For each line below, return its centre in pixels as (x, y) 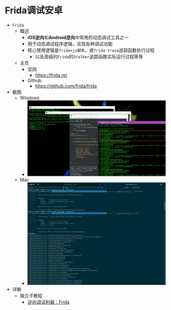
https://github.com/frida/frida (66, 86)
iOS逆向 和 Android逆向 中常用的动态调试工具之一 (78, 37)
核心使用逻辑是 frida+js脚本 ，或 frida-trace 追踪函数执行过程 (91, 50)
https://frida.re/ (51, 75)
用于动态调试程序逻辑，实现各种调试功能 (70, 43)
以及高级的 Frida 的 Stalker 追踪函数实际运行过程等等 (89, 56)
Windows (30, 98)
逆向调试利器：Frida (48, 302)
